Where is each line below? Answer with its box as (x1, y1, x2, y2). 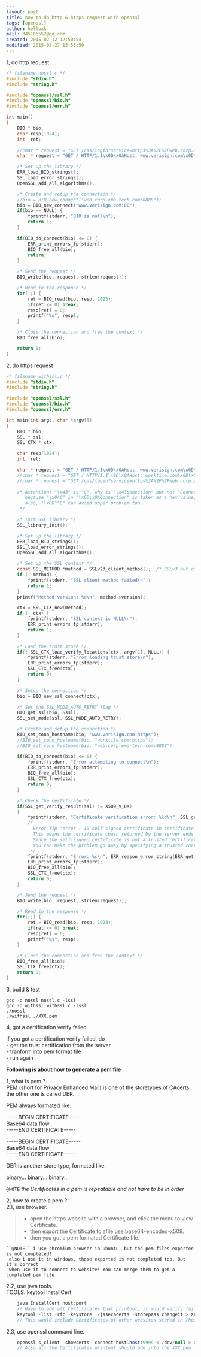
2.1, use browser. (6, 1204, 48, 1210)
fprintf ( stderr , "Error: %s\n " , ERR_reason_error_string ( (28, 853, 175, 860)
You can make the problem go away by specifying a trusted (32, 842, 184, 848)
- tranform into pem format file (6, 1048, 82, 1055)
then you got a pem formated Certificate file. (29, 1234, 140, 1241)
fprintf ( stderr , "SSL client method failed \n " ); (28, 577, 151, 583)
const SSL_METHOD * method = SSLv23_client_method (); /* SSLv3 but (17, 566, 188, 572)
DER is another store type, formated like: (6, 1162, 106, 1169)
